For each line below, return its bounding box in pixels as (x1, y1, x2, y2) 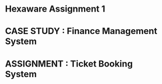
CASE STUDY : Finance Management (5, 26, 158, 37)
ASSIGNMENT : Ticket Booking (5, 58, 133, 69)
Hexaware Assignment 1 (5, 3, 105, 15)
